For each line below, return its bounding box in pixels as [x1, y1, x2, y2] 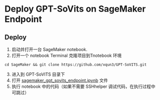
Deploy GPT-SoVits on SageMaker [4, 3, 146, 15]
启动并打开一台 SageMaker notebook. [11, 47, 87, 52]
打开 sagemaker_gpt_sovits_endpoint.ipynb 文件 [11, 78, 108, 83]
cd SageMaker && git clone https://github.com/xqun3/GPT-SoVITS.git [4, 62, 147, 67]
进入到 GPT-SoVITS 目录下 [11, 71, 65, 77]
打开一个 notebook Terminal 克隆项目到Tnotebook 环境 [11, 52, 122, 58]
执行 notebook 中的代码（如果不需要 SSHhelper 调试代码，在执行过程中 [11, 83, 156, 89]
